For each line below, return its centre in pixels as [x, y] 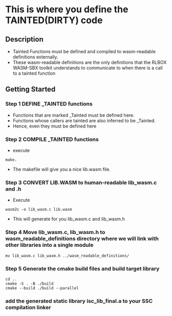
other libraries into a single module [49, 245]
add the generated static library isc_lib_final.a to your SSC [79, 301]
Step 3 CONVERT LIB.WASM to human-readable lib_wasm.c [81, 182]
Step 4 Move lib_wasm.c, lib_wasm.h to [55, 233]
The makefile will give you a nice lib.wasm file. [62, 169]
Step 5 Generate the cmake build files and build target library [82, 268]
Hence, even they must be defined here [55, 126]
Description [24, 39]
